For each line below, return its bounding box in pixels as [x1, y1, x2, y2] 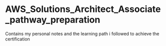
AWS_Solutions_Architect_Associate [5, 3, 161, 15]
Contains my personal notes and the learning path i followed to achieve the [5, 30, 159, 36]
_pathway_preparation [5, 14, 100, 25]
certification [5, 36, 30, 42]
